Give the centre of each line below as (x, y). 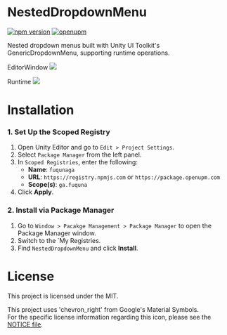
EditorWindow (28, 67)
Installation (41, 110)
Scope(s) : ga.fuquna (58, 185)
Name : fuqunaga (51, 170)
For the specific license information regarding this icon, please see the (109, 317)
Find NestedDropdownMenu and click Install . (78, 248)
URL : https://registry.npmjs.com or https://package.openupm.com (124, 177)
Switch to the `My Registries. (59, 240)
